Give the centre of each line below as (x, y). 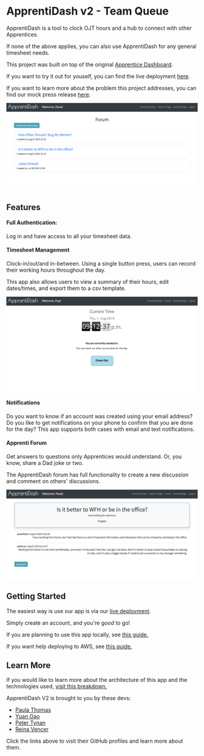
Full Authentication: (32, 222)
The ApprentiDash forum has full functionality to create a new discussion (97, 475)
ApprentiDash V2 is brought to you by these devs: (69, 698)
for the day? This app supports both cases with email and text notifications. (100, 429)
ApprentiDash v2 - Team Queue (87, 11)
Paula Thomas (33, 710)
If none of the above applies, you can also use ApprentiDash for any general (101, 46)
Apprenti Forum (27, 443)
